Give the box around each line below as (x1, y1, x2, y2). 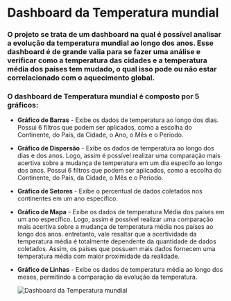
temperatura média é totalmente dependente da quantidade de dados (17, 237, 216, 246)
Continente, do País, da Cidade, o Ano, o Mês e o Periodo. (17, 130, 184, 139)
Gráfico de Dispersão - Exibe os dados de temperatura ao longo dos (17, 144, 214, 153)
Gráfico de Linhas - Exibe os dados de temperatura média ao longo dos (17, 266, 223, 274)
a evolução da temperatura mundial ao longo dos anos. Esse (7, 38, 214, 48)
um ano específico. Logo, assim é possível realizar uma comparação (17, 215, 214, 223)
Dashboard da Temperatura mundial (7, 5, 219, 21)
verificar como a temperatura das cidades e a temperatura (7, 55, 208, 65)
